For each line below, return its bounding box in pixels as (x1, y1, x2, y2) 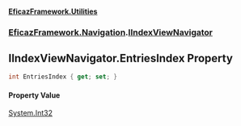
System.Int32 (8, 108, 53, 118)
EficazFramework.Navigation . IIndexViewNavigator (8, 27, 213, 38)
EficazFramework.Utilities (8, 6, 98, 16)
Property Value (8, 90, 61, 100)
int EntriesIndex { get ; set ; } (8, 73, 117, 81)
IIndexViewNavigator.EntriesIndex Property (8, 51, 233, 65)
